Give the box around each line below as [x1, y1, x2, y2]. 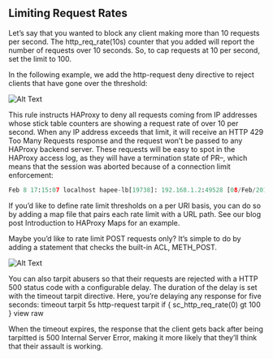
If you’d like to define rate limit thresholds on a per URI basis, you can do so [8, 201, 262, 210]
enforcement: [8, 170, 54, 179]
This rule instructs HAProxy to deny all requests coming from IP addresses [8, 110, 258, 119]
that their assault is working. [8, 341, 103, 351]
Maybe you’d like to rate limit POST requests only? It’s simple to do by [8, 233, 241, 243]
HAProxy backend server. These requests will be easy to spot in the [8, 144, 236, 154]
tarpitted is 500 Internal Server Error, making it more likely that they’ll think [8, 332, 258, 342]
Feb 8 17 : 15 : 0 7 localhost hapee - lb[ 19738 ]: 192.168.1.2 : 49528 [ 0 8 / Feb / [8, 186, 257, 194]
